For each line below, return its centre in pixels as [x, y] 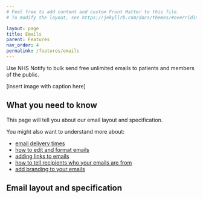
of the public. [23, 74]
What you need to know [52, 106]
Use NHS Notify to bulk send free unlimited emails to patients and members [100, 68]
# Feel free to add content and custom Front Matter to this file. [93, 12]
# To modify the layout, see [43, 18]
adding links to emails [42, 156]
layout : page [23, 28]
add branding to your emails [50, 169]
